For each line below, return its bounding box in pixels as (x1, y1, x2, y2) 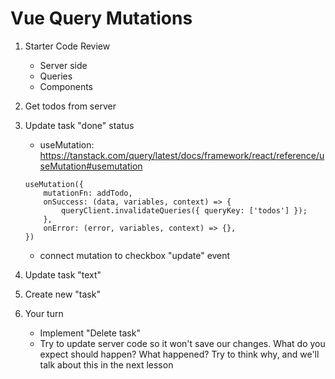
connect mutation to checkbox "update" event (39, 249, 231, 261)
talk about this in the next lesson (39, 358, 174, 371)
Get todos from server (24, 100, 117, 112)
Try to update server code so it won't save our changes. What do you (39, 337, 326, 349)
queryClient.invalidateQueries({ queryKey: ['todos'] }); (61, 205, 308, 216)
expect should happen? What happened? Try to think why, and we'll (39, 348, 320, 360)
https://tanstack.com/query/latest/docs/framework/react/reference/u (39, 149, 325, 161)
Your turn (24, 307, 64, 319)
